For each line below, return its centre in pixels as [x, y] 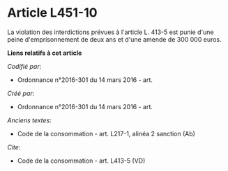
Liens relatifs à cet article [45, 53]
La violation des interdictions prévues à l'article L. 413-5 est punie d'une [111, 32]
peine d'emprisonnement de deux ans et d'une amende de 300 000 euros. [114, 39]
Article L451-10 [52, 13]
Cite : [14, 147]
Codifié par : [24, 66]
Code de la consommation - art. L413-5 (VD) [81, 161]
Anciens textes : [30, 120]
